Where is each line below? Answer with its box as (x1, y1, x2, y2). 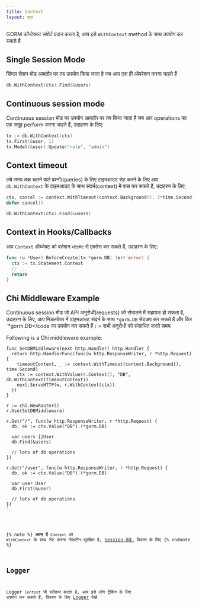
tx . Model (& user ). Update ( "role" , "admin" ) (6, 143, 110, 150)
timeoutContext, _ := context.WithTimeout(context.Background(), (17, 361, 182, 368)
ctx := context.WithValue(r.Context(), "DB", (17, 372, 131, 378)
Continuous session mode (6, 98, 105, 109)
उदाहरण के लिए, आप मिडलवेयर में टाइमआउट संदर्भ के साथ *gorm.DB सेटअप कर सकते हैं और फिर (6, 315, 192, 323)
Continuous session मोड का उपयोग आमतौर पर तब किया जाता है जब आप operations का (6, 114, 187, 122)
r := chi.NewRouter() (6, 403, 60, 409)
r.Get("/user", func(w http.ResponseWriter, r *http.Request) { (6, 465, 168, 471)
